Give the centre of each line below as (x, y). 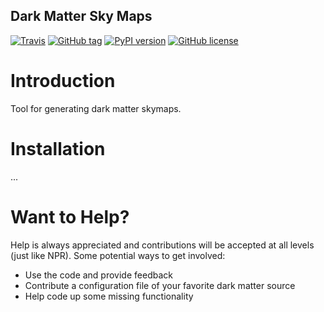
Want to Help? (70, 216)
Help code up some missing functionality (109, 296)
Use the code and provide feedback (98, 275)
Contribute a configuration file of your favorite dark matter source (160, 285)
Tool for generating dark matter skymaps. (96, 108)
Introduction (63, 81)
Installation (58, 148)
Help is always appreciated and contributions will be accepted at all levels (162, 245)
